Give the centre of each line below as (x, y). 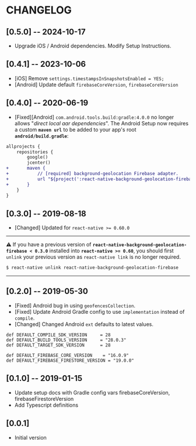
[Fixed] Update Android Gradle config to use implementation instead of (99, 311)
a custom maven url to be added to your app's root (75, 129)
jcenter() (39, 163)
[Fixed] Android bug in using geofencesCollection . (75, 306)
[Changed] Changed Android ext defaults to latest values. (84, 324)
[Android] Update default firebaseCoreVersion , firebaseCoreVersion (96, 84)
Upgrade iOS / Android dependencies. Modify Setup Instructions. (93, 46)
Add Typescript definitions (46, 405)
